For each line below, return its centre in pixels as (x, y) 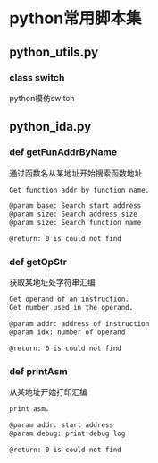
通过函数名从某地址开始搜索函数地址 (76, 173)
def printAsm (39, 371)
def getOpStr (38, 262)
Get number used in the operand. (71, 308)
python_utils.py (54, 51)
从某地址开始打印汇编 (48, 391)
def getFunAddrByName (63, 152)
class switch (37, 77)
